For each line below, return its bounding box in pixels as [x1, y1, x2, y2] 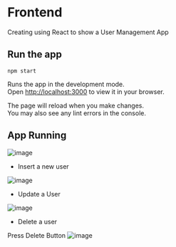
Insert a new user [17, 162, 69, 171]
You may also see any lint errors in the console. [7, 108, 146, 117]
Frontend [7, 4, 63, 21]
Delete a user [17, 217, 58, 226]
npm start [7, 67, 37, 75]
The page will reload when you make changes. [7, 101, 145, 110]
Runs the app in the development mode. [7, 80, 125, 88]
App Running [7, 130, 67, 142]
